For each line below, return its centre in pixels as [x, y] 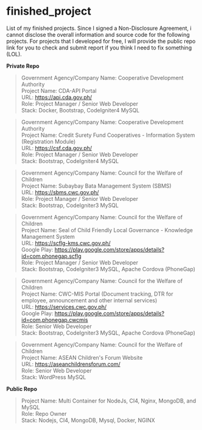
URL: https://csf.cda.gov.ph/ [57, 148]
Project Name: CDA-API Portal [59, 90]
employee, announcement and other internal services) [89, 300]
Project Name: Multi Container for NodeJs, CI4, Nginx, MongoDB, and [109, 401]
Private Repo [23, 66]
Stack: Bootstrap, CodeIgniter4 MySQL [70, 161]
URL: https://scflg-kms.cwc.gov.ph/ [66, 243]
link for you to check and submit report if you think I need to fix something [99, 48]
